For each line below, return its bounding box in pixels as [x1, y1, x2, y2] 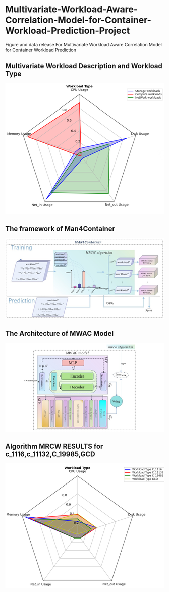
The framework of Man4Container [5, 225, 115, 233]
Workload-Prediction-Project [5, 25, 130, 36]
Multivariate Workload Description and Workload [5, 62, 162, 70]
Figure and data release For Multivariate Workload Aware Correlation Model [5, 41, 162, 47]
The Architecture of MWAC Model [5, 329, 114, 338]
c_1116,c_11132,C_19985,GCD [5, 450, 95, 458]
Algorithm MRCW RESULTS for [5, 442, 103, 450]
